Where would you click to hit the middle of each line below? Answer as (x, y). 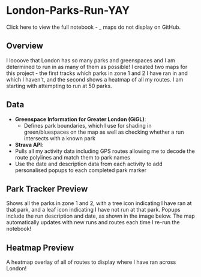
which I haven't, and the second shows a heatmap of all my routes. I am (95, 79)
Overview (25, 46)
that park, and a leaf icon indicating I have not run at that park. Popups (94, 210)
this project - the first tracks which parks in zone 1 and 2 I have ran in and (97, 73)
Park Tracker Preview (47, 189)
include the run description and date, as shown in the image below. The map (100, 216)
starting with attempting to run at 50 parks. (59, 86)
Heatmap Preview (40, 247)
